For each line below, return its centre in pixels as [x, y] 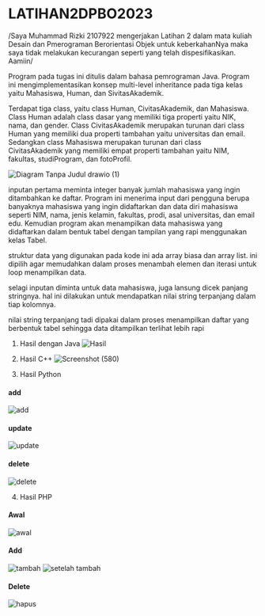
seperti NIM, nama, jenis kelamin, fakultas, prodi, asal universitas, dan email [132, 215]
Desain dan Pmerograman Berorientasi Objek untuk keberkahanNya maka [128, 44]
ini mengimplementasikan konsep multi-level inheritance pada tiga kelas [126, 85]
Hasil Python [40, 374]
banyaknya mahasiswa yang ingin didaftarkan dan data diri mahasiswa [123, 206]
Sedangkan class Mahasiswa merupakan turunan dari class [105, 142]
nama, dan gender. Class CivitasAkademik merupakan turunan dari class [127, 125]
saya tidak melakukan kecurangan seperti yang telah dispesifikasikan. [122, 52]
